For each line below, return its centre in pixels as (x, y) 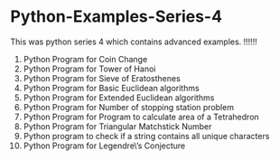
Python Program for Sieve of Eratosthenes (102, 78)
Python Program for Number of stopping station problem (128, 107)
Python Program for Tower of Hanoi (89, 69)
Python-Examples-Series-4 (116, 17)
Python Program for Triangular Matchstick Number (117, 126)
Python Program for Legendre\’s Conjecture (104, 146)
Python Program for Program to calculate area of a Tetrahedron (141, 117)
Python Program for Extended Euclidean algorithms (119, 98)
